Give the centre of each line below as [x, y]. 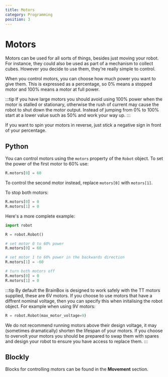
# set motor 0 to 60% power [35, 244]
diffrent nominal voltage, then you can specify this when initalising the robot [84, 301]
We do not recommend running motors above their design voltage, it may [81, 325]
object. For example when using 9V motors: [50, 306]
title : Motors [20, 10]
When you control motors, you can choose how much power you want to [80, 79]
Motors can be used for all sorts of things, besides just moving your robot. [82, 58]
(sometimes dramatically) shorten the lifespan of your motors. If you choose [84, 331]
